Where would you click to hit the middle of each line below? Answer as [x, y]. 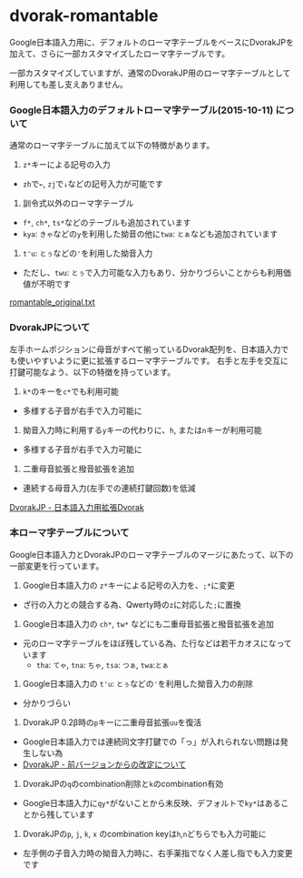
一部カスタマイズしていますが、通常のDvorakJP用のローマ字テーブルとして [150, 73]
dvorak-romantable [84, 16]
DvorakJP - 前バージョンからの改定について [104, 764]
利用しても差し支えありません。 [69, 84]
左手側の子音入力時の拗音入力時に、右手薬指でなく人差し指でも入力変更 [157, 853]
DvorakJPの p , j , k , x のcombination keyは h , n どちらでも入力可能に [144, 833]
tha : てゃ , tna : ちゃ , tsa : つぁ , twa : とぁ [103, 664]
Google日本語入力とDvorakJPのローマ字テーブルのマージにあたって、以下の [151, 554]
